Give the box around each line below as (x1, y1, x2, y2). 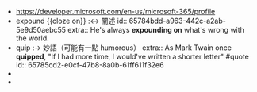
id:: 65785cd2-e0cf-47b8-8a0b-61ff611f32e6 (15, 60, 164, 70)
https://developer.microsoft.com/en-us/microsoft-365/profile (15, 7, 216, 16)
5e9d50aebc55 (15, 25, 66, 34)
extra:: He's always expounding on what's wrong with (67, 25, 244, 34)
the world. (15, 33, 49, 43)
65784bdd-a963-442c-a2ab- (128, 16, 226, 25)
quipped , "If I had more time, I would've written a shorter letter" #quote (15, 52, 250, 61)
